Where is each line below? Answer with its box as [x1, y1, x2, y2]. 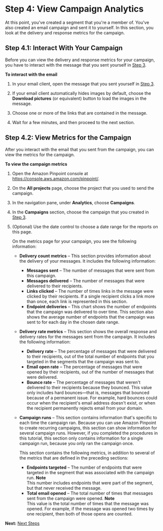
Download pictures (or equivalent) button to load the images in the [12, 95, 147, 101]
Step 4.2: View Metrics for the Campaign [5, 134, 131, 142]
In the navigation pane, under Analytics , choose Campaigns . [12, 199, 135, 205]
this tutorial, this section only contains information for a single [19, 435, 144, 441]
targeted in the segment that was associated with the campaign [26, 469, 154, 475]
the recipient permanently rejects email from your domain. [26, 405, 144, 411]
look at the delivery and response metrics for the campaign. [5, 30, 125, 35]
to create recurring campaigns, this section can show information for [19, 425, 157, 431]
